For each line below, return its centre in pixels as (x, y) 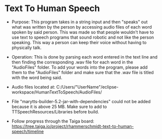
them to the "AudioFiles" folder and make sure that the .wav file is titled (82, 72)
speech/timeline (28, 131)
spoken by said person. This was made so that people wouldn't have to (83, 32)
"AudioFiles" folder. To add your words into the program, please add (80, 67)
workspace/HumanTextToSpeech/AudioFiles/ (57, 92)
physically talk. (26, 47)
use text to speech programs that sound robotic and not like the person (83, 37)
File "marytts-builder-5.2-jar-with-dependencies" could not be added (81, 101)
